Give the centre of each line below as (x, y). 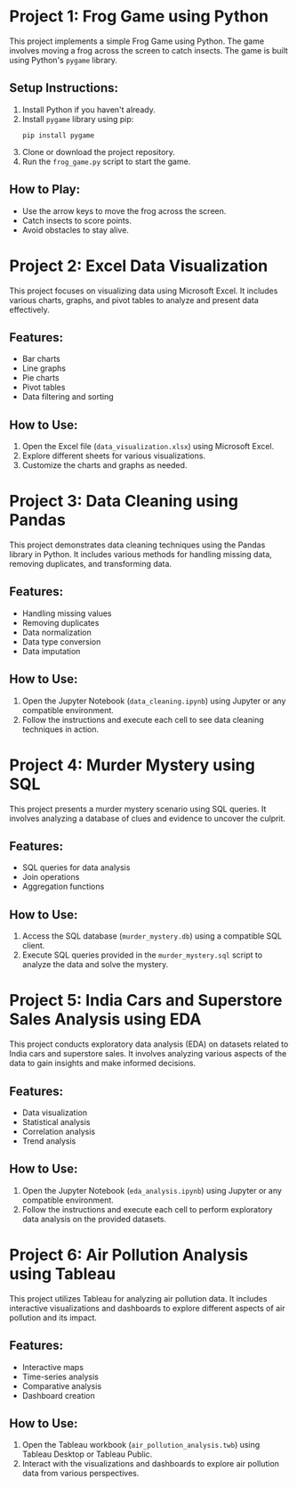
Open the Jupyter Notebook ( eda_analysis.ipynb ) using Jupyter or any (152, 1190)
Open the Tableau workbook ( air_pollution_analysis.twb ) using (141, 1445)
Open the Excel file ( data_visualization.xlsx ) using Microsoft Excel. (148, 447)
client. (33, 946)
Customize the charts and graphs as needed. (104, 465)
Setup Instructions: (64, 88)
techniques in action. (60, 729)
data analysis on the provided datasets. (94, 1219)
